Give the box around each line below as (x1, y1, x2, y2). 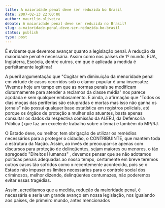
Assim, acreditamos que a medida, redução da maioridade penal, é (5, 187, 141, 193)
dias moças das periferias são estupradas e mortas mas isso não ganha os (5, 100, 157, 105)
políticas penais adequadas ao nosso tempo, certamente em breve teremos (5, 156, 159, 162)
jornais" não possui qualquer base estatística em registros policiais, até (5, 104, 150, 111)
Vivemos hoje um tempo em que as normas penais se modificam (5, 84, 136, 90)
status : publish (5, 30, 38, 35)
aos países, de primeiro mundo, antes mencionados (5, 197, 110, 203)
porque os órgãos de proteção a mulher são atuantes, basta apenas (5, 110, 143, 116)
